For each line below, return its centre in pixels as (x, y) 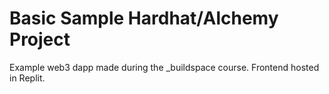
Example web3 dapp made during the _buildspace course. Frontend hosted (164, 67)
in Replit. (27, 78)
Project (40, 39)
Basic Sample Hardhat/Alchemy (144, 18)
